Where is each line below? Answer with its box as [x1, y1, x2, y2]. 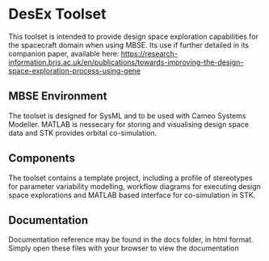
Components [8, 151, 75, 166]
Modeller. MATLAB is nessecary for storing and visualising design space [8, 119, 249, 129]
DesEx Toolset [8, 5, 107, 23]
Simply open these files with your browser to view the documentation [8, 243, 240, 253]
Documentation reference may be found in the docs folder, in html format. [8, 235, 254, 245]
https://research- [120, 48, 178, 58]
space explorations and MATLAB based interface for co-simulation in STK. [8, 190, 256, 200]
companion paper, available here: [8, 48, 120, 58]
